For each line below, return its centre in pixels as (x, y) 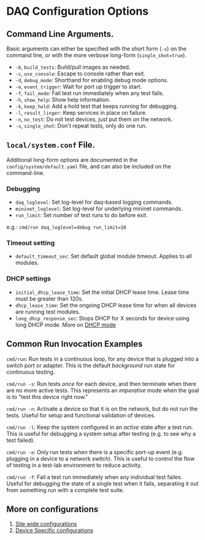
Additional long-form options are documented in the (72, 160)
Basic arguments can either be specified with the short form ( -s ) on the (97, 48)
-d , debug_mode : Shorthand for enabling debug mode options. (92, 80)
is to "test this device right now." (47, 396)
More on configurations (52, 509)
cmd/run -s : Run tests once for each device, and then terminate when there (101, 384)
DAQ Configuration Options (78, 11)
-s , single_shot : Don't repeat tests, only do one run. (81, 126)
